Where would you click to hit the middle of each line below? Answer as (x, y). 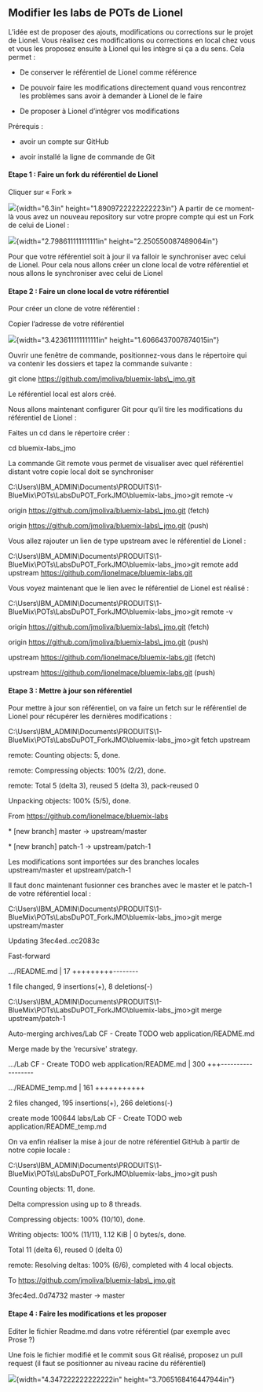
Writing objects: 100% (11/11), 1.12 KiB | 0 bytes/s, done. (97, 1235)
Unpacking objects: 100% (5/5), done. (69, 801)
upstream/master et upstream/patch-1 (70, 870)
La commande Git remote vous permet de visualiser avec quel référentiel (126, 464)
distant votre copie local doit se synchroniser (81, 472)
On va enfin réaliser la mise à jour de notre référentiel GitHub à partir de (124, 1142)
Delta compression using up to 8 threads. (75, 1204)
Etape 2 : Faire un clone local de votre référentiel (89, 291)
